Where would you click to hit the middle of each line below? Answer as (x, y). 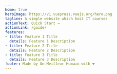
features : (15, 32)
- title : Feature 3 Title (31, 55)
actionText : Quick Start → (32, 23)
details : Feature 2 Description (42, 50)
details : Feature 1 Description (42, 41)
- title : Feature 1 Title (31, 37)
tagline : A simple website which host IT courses (57, 18)
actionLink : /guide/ (26, 28)
